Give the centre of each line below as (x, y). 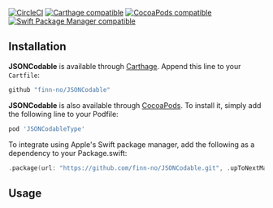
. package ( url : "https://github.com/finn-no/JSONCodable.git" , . (119, 168)
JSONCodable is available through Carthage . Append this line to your (125, 66)
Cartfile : (24, 75)
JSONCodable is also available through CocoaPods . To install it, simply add (135, 105)
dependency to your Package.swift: (68, 153)
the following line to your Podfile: (64, 114)
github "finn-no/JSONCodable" (60, 89)
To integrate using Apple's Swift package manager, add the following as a (132, 144)
